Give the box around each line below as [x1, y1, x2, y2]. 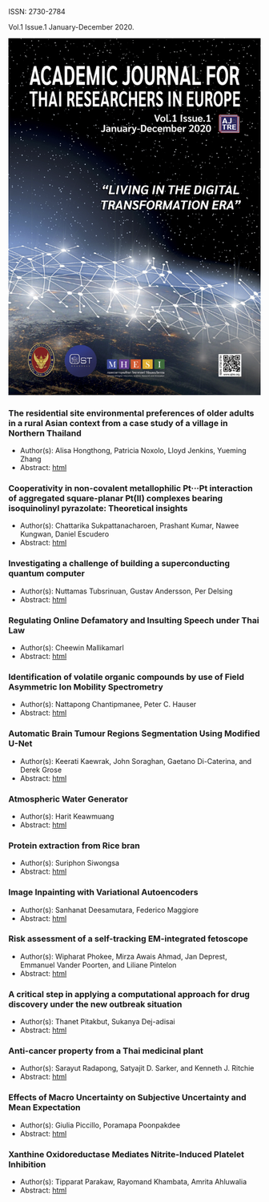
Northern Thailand [8, 428, 82, 439]
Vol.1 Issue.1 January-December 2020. [8, 22, 134, 31]
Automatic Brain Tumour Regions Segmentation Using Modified [8, 728, 260, 739]
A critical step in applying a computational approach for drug [8, 988, 251, 999]
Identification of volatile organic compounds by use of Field [8, 671, 245, 682]
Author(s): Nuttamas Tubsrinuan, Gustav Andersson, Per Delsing [19, 586, 234, 596]
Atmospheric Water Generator [8, 793, 128, 804]
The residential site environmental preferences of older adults [8, 408, 255, 419]
